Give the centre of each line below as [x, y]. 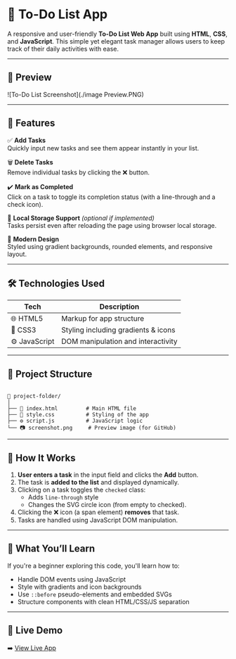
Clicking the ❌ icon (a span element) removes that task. [98, 512]
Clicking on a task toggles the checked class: [81, 490]
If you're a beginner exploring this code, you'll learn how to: [94, 565]
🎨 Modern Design [33, 239]
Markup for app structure [103, 319]
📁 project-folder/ [34, 397]
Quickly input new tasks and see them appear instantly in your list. [103, 148]
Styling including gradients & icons [118, 330]
